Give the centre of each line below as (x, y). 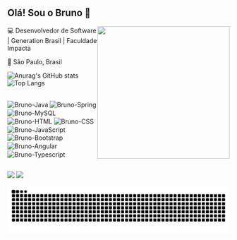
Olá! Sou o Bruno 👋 (49, 13)
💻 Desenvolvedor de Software (52, 30)
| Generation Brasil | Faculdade (52, 40)
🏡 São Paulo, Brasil (35, 61)
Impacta (19, 48)
